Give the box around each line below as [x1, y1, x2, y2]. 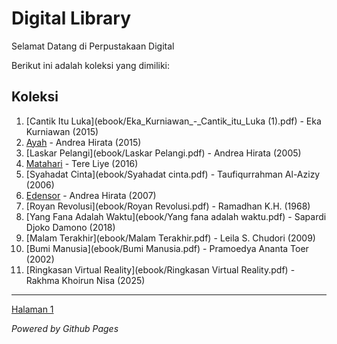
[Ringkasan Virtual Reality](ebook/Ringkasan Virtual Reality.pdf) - [25, 263, 296, 276]
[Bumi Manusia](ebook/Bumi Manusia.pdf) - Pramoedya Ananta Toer [25, 242, 309, 254]
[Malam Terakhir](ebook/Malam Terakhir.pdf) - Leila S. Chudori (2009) [25, 232, 316, 244]
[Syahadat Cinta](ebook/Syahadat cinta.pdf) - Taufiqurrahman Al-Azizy [25, 168, 321, 180]
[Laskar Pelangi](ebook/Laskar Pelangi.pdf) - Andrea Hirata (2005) [25, 147, 302, 159]
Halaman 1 [11, 303, 54, 315]
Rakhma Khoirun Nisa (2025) [25, 274, 146, 286]
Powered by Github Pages [11, 322, 119, 334]
